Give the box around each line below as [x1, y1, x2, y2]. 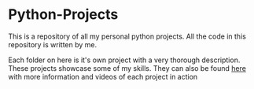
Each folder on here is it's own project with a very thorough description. [8, 55, 241, 65]
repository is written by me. [8, 39, 98, 49]
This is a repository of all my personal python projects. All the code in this [8, 32, 246, 41]
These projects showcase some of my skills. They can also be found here [8, 63, 246, 72]
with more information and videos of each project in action [8, 72, 198, 81]
